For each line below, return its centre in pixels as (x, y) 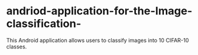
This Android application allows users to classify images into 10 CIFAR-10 (98, 40)
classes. (17, 47)
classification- (44, 24)
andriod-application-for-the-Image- (99, 11)
